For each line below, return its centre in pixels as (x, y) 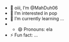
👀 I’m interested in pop (33, 13)
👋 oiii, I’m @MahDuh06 (34, 8)
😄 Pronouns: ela (35, 29)
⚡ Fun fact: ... (24, 35)
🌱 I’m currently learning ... (37, 18)
